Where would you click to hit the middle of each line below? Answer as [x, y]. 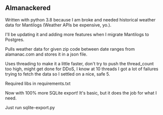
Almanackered [28, 8]
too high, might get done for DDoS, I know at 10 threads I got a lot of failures [82, 69]
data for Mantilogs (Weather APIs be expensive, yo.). [58, 25]
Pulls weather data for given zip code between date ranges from [70, 49]
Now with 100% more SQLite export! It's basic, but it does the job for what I [81, 93]
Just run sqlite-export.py [30, 107]
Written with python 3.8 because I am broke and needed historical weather [80, 19]
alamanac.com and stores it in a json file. [46, 54]
